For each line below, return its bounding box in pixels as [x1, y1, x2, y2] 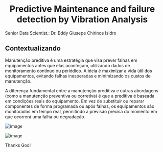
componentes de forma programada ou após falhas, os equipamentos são [5, 103, 155, 109]
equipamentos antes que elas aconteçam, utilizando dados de [5, 62, 131, 68]
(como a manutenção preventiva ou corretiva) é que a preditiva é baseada [5, 93, 155, 99]
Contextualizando [5, 44, 61, 52]
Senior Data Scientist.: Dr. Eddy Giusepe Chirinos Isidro [5, 30, 116, 36]
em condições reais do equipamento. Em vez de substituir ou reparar [5, 98, 144, 104]
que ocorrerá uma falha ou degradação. [5, 114, 86, 120]
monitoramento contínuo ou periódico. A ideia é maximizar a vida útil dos [5, 68, 153, 74]
